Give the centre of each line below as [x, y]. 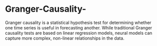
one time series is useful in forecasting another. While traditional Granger [79, 27]
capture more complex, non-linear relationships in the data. [65, 38]
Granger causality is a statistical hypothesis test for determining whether [78, 23]
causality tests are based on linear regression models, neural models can [79, 33]
